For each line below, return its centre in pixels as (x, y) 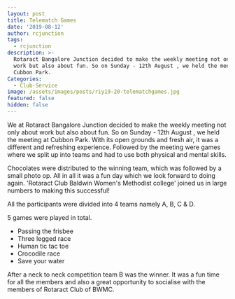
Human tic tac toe (43, 246)
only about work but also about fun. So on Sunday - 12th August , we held (114, 132)
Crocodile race (39, 253)
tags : (15, 40)
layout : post (26, 14)
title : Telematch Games (42, 20)
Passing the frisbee (45, 231)
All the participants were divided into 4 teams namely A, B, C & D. (101, 204)
